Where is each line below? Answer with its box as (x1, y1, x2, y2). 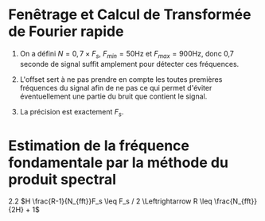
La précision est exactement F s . (19, 107, 124, 118)
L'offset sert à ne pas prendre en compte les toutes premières (19, 74, 223, 84)
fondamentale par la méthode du (8, 153, 229, 172)
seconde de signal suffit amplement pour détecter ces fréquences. (19, 59, 240, 68)
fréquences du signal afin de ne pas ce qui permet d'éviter (19, 83, 212, 92)
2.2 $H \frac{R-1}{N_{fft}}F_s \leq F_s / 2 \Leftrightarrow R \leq (8, 196, 212, 206)
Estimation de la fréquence (8, 137, 189, 154)
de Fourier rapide (8, 22, 124, 41)
